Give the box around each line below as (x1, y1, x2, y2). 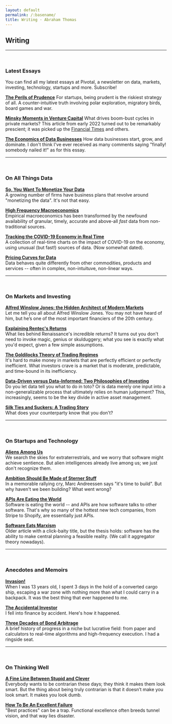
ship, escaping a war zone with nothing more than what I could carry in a (5, 589, 159, 595)
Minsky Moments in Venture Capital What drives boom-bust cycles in (5, 115, 155, 121)
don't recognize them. (5, 465, 52, 471)
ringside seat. (5, 636, 34, 642)
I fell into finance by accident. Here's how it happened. (5, 609, 121, 616)
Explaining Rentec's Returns (5, 326, 67, 332)
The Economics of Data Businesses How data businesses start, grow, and (5, 136, 163, 142)
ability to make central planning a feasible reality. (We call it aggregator (5, 534, 155, 540)
